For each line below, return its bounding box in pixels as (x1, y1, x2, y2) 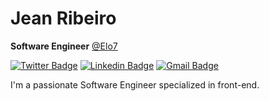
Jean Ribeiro (10, 7, 117, 30)
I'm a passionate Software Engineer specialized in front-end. (10, 78, 260, 91)
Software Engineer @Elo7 (10, 40, 118, 52)
